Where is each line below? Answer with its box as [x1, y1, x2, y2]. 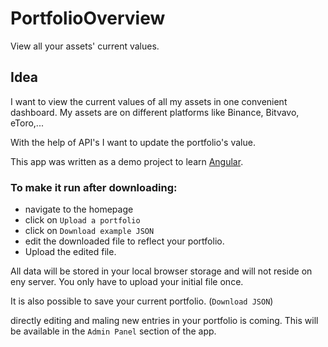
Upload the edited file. [24, 246, 117, 258]
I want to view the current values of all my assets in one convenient [10, 95, 288, 107]
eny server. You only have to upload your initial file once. [10, 276, 244, 288]
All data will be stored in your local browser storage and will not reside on [10, 265, 313, 277]
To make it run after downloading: [10, 180, 178, 194]
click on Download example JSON [24, 225, 155, 237]
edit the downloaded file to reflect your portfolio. [24, 235, 225, 247]
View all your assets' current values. [10, 40, 160, 52]
